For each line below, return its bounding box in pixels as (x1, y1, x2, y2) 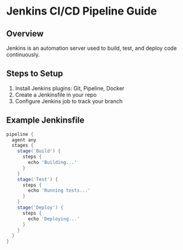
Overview (6, 29, 44, 39)
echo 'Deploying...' (28, 215, 80, 222)
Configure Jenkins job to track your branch (15, 97, 123, 104)
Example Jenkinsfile (6, 115, 85, 126)
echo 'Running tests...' (28, 187, 91, 194)
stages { (12, 143, 34, 149)
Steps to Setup (6, 69, 64, 79)
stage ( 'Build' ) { (17, 148, 61, 154)
